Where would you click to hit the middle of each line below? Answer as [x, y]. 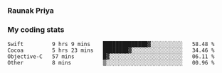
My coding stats [36, 29]
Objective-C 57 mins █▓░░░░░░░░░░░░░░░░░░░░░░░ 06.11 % [111, 57]
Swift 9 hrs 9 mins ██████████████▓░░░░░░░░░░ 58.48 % [111, 45]
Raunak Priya [31, 11]
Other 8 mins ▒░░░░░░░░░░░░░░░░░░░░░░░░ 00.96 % [111, 63]
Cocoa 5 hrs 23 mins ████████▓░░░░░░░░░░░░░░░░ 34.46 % [111, 51]
